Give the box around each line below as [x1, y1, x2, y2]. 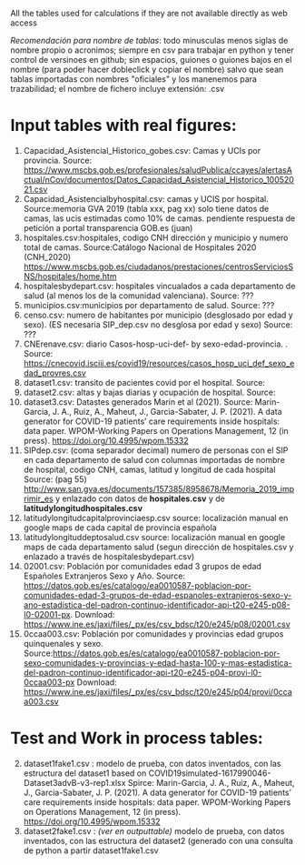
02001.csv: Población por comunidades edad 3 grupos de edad [23, 560, 262, 571]
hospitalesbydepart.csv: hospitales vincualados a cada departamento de [23, 280, 296, 291]
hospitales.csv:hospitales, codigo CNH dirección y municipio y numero [23, 232, 289, 243]
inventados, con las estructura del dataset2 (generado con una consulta [23, 835, 294, 846]
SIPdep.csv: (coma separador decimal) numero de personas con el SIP [23, 445, 289, 456]
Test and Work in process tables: [10, 728, 264, 749]
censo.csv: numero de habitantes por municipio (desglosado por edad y [23, 309, 293, 320]
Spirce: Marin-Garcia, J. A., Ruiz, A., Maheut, [127, 777, 295, 788]
